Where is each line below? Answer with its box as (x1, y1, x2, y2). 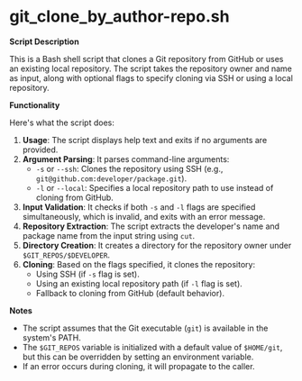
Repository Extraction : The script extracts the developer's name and (22, 221, 280, 231)
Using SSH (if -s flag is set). (35, 268, 140, 279)
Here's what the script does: (9, 117, 114, 128)
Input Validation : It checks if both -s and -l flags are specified (22, 201, 256, 213)
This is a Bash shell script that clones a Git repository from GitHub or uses (9, 53, 284, 64)
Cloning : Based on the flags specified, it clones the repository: (22, 259, 255, 269)
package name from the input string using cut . (22, 230, 196, 240)
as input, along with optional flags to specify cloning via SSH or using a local (9, 72, 293, 83)
